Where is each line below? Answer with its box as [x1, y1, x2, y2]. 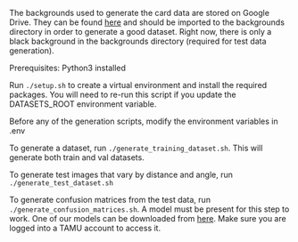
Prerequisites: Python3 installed [9, 62, 127, 73]
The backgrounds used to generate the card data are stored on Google [9, 8, 270, 18]
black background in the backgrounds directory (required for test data [9, 36, 267, 46]
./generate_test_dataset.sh [9, 179, 114, 188]
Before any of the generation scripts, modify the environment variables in [9, 116, 278, 126]
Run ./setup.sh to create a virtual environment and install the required [9, 80, 268, 90]
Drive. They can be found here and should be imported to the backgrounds [9, 17, 286, 28]
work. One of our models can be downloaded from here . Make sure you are [9, 214, 287, 223]
